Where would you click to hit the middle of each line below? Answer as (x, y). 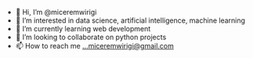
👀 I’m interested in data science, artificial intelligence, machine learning (130, 20)
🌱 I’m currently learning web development (83, 29)
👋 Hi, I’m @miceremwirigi (56, 12)
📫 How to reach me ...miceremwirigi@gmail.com (95, 46)
